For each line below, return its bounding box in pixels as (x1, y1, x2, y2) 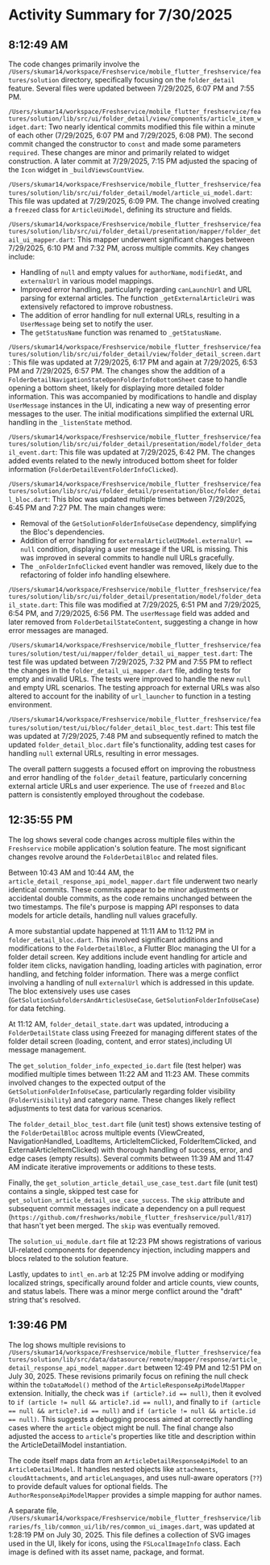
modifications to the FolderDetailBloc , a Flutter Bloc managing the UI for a (8, 943, 256, 953)
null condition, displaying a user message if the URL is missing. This (19, 544, 248, 554)
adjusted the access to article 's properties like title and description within (8, 1431, 256, 1441)
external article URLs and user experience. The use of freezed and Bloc (8, 782, 246, 791)
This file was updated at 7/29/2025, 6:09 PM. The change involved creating (8, 196, 260, 205)
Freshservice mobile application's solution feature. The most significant (8, 843, 247, 853)
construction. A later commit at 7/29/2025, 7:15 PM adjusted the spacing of (8, 156, 258, 166)
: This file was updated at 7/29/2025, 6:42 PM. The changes (55, 447, 255, 457)
